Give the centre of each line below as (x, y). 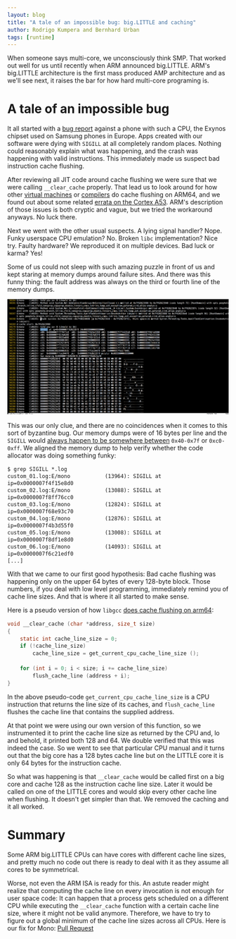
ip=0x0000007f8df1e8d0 (40, 539)
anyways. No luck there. (42, 217)
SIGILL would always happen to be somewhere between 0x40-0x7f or (107, 440)
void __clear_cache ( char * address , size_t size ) (81, 624)
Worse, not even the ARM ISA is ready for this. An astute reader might (108, 883)
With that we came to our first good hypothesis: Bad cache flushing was (112, 574)
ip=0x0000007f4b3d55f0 (40, 525)
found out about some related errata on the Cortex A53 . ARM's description (115, 202)
